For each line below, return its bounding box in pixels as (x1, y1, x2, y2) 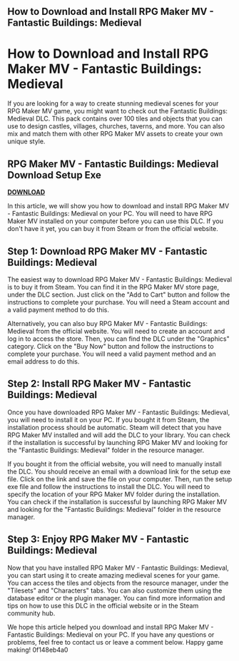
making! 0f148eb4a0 (7, 645, 68, 654)
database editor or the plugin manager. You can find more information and (7, 593, 225, 602)
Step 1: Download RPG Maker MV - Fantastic (7, 245, 208, 257)
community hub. (7, 609, 56, 618)
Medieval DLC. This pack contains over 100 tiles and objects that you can (7, 114, 223, 123)
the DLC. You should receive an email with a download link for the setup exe (7, 467, 231, 476)
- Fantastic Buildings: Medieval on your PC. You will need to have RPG (7, 210, 213, 218)
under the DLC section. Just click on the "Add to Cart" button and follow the (7, 290, 230, 299)
